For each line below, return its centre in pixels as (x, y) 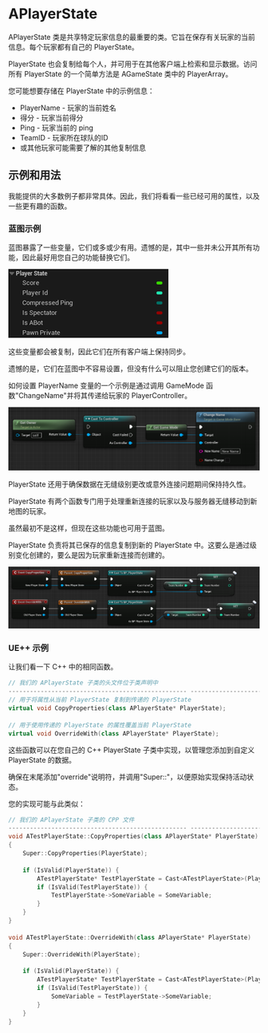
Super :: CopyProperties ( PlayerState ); (85, 854)
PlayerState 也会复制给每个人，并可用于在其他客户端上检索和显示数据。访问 (133, 64)
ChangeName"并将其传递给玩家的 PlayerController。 (105, 396)
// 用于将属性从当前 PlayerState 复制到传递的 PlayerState (100, 700)
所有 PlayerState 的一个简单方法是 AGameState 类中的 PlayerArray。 (120, 73)
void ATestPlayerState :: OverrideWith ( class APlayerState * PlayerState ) (130, 937)
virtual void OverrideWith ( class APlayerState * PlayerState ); (114, 733)
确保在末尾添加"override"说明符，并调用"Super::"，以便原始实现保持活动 (128, 777)
